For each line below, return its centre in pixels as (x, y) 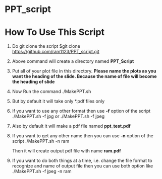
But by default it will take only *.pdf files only (58, 101)
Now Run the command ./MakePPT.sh (51, 92)
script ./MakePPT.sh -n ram (41, 141)
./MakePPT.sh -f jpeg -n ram (42, 171)
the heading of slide (33, 82)
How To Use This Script (55, 32)
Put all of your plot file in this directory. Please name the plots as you (84, 71)
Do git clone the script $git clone (46, 46)
